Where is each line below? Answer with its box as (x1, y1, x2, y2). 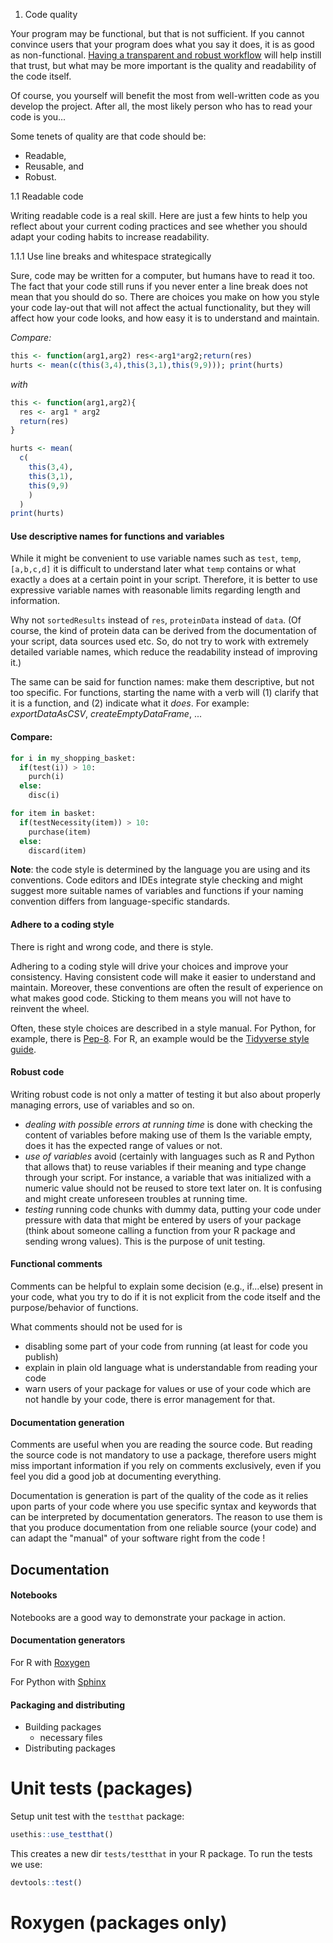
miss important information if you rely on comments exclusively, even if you (10, 1460, 322, 1472)
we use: (10, 1859, 43, 1871)
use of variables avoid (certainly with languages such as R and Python (24, 1150, 315, 1162)
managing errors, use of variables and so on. (10, 1099, 195, 1111)
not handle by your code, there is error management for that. (24, 1394, 276, 1406)
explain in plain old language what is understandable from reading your (24, 1362, 318, 1374)
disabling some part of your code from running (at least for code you (24, 1340, 308, 1353)
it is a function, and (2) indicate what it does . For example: (10, 697, 250, 709)
